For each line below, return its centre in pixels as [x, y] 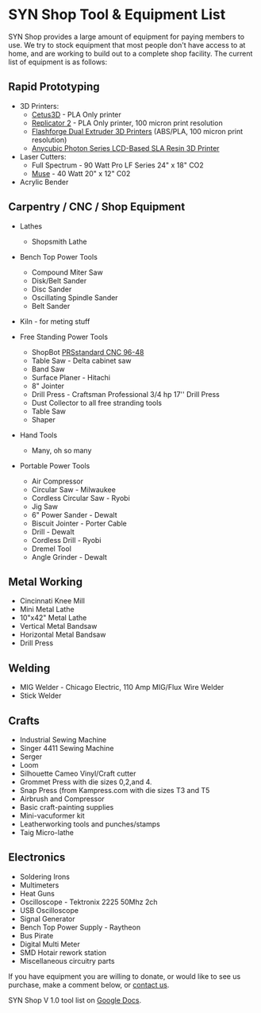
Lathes [31, 226]
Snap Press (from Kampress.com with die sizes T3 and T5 [115, 790]
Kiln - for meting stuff [55, 321]
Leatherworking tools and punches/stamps [90, 824]
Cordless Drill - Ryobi [66, 540]
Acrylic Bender [44, 182]
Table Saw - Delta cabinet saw [82, 360]
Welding [29, 668]
